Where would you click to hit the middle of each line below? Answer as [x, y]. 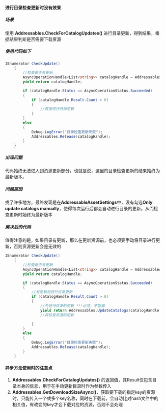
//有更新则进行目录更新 [52, 292]
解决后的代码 [18, 227]
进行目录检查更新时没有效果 [33, 7]
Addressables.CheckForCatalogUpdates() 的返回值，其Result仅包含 [82, 380]
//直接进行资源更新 [57, 109]
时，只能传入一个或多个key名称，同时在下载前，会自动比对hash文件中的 [85, 398]
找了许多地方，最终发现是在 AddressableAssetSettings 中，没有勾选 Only [79, 202]
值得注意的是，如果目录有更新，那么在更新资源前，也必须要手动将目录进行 [80, 240]
